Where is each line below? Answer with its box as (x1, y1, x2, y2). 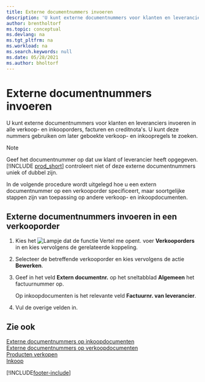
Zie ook (6, 322, 35, 332)
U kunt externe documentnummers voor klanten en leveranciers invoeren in (6, 120, 196, 127)
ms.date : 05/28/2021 (6, 54, 59, 60)
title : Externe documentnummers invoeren (6, 9, 113, 15)
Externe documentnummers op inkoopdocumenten (6, 338, 135, 345)
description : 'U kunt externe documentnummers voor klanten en (6, 15, 171, 21)
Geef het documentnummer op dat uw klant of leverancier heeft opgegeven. (6, 156, 198, 164)
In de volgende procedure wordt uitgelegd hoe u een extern (6, 181, 157, 188)
